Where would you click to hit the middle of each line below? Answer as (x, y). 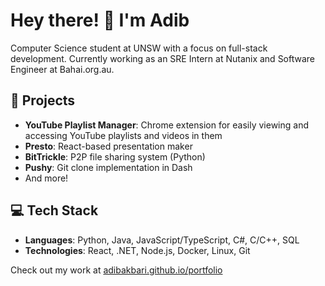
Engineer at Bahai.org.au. (62, 69)
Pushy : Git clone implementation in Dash (108, 167)
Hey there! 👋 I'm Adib (100, 20)
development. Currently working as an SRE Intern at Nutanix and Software (163, 58)
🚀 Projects (43, 100)
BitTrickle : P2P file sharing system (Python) (115, 156)
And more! (46, 178)
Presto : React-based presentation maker (108, 146)
